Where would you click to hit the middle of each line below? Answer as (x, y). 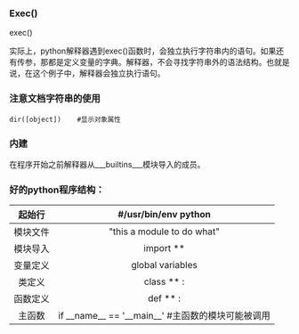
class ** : (164, 281)
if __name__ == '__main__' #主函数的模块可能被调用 (165, 316)
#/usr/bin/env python (164, 215)
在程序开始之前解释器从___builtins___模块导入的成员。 (107, 164)
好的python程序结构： (57, 190)
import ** (164, 248)
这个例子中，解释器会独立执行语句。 (99, 73)
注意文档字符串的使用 (55, 99)
